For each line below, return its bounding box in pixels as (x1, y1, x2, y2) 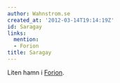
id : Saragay (7, 23, 42, 30)
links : (7, 29, 27, 37)
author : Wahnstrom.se (7, 10, 71, 17)
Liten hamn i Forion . (7, 68, 65, 77)
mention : (13, 36, 39, 43)
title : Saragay (7, 50, 52, 56)
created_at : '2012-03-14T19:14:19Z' (7, 17, 114, 24)
